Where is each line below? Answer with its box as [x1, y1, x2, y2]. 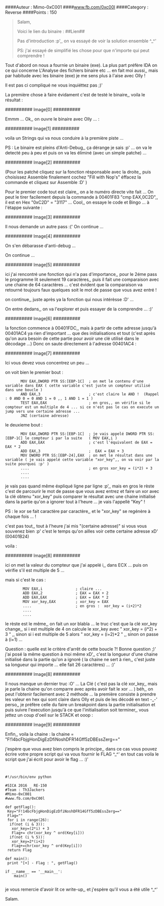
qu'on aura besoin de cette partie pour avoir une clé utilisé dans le [5, 335, 139, 341]
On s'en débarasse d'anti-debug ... [5, 243, 76, 248]
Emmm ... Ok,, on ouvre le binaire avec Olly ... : [5, 116, 100, 122]
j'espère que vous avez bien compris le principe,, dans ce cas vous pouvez [5, 746, 157, 752]
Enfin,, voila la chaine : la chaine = [5, 731, 74, 737]
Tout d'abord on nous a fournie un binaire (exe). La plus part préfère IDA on [5, 62, 158, 68]
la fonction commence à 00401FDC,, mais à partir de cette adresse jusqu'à [5, 325, 157, 331]
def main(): [5, 856, 29, 861]
